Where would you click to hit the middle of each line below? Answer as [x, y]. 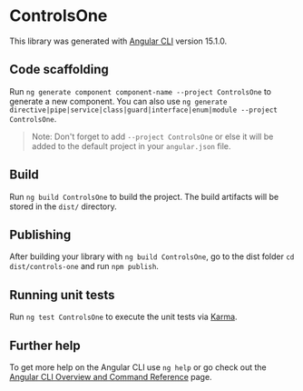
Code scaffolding [59, 70]
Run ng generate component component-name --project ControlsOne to [141, 91]
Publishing [40, 234]
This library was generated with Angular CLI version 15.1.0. [118, 41]
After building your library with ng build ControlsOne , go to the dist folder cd [152, 256]
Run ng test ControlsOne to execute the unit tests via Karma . [123, 317]
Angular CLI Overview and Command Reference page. [111, 377]
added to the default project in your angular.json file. [131, 145]
